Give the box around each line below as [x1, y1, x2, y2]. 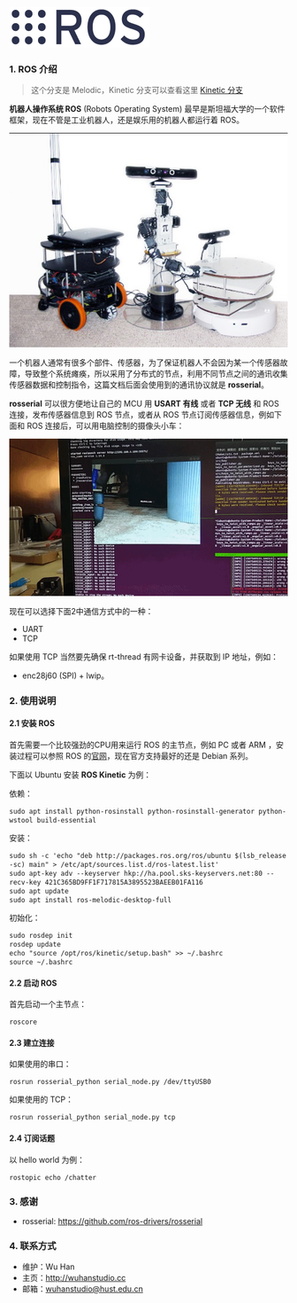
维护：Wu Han [21, 1261, 75, 1272]
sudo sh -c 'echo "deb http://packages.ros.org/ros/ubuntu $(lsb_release [9, 852, 287, 861]
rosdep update [9, 940, 62, 949]
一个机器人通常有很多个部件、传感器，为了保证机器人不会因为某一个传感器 [9, 357, 280, 368]
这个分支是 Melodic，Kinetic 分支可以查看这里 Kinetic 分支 [30, 85, 243, 96]
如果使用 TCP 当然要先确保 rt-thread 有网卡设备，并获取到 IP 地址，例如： [9, 651, 278, 662]
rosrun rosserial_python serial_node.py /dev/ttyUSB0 [9, 1078, 212, 1087]
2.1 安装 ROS [9, 718, 56, 729]
